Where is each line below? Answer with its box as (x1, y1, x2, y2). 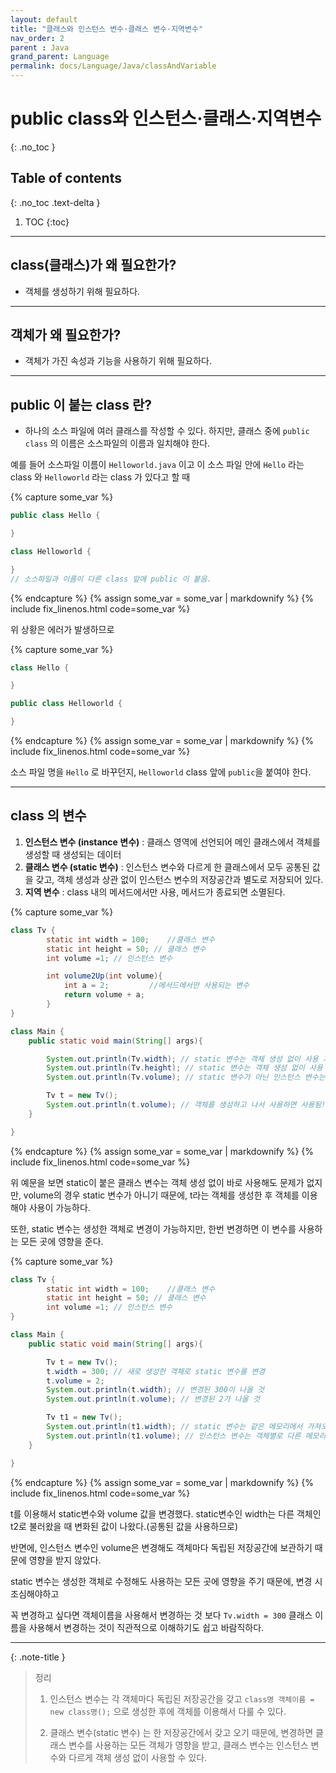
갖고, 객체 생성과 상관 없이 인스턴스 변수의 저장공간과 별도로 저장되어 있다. (35, 873, 324, 885)
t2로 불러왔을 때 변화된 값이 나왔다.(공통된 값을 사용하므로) (10, 1520, 239, 1532)
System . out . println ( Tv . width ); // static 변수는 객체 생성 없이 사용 (46, 1054, 319, 1064)
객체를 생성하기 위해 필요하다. (24, 285, 141, 297)
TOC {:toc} (24, 216, 70, 228)
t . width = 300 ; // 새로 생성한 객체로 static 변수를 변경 (46, 1366, 266, 1376)
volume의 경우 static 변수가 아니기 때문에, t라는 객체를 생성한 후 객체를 (23, 1189, 300, 1201)
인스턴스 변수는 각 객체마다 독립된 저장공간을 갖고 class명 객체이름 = (49, 1692, 315, 1705)
